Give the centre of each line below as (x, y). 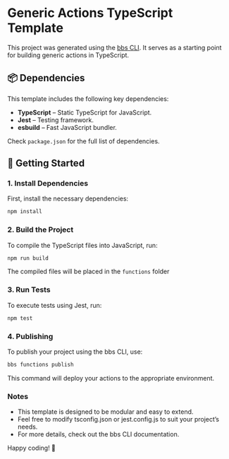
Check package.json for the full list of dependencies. (83, 141)
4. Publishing (30, 336)
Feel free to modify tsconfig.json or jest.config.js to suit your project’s (118, 419)
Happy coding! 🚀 (32, 448)
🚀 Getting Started (46, 163)
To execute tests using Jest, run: (55, 305)
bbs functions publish (41, 364)
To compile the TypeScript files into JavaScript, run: (82, 245)
